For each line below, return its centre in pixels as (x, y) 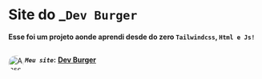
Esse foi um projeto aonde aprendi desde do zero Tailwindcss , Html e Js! (132, 37)
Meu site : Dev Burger (61, 60)
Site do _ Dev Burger (73, 15)
